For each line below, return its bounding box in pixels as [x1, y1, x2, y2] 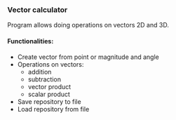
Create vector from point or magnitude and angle [17, 53, 159, 61]
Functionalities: [7, 36, 54, 45]
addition [27, 67, 52, 76]
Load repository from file [17, 105, 90, 113]
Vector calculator [7, 5, 68, 15]
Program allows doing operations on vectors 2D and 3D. [7, 21, 170, 29]
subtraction [27, 75, 62, 84]
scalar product [27, 90, 70, 98]
